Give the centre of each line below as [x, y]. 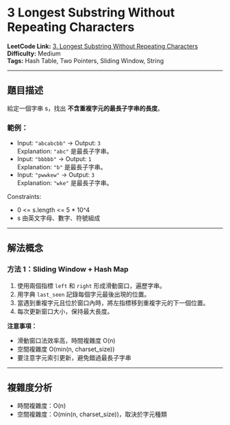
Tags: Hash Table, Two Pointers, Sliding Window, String [86, 60]
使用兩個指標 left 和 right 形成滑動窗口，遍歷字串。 [91, 285]
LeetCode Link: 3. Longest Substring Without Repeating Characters [103, 46]
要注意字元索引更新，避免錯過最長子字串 [74, 357]
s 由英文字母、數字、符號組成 [59, 218]
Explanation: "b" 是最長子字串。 [62, 167]
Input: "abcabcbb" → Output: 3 [59, 143]
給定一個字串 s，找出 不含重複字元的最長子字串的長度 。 [86, 108]
